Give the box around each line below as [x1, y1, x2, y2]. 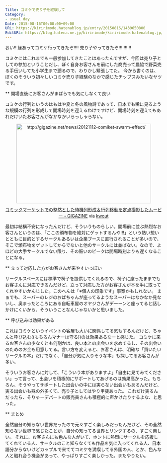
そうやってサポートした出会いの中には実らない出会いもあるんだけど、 [18, 382, 162, 387]
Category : [5, 12, 26, 17]
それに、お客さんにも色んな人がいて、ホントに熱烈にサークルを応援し [14, 434, 158, 440]
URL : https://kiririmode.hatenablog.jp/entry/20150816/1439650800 [5, 26, 146, 31]
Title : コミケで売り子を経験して [5, 7, 66, 12]
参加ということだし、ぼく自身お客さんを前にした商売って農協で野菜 [18, 62, 158, 67]
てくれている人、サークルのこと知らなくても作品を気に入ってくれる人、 [5, 440, 153, 446]
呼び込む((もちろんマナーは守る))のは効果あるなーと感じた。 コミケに [13, 334, 157, 340]
